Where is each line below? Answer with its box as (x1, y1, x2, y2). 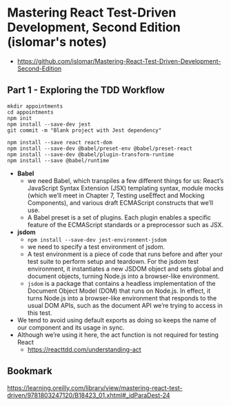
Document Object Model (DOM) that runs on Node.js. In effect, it (27, 287, 211, 295)
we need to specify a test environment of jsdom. (27, 242, 165, 251)
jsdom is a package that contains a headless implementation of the (27, 279, 216, 287)
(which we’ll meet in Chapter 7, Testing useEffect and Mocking (27, 191, 205, 200)
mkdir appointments (7, 102, 63, 110)
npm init (7, 115, 32, 122)
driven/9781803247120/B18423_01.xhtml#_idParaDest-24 (7, 391, 170, 399)
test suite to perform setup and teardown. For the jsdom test (27, 257, 199, 265)
